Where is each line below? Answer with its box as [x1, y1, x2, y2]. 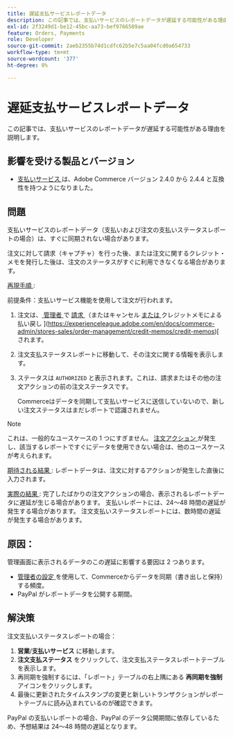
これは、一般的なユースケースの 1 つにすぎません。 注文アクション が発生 [7, 434, 216, 442]
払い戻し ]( [17, 320, 49, 328]
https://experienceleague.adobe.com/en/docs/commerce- [47, 320, 215, 328]
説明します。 [7, 133, 44, 141]
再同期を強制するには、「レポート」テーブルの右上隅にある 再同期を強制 [17, 672, 223, 681]
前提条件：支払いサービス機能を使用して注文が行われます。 [7, 296, 177, 304]
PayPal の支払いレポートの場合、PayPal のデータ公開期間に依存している [7, 713, 214, 722]
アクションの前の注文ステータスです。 [23, 383, 132, 391]
